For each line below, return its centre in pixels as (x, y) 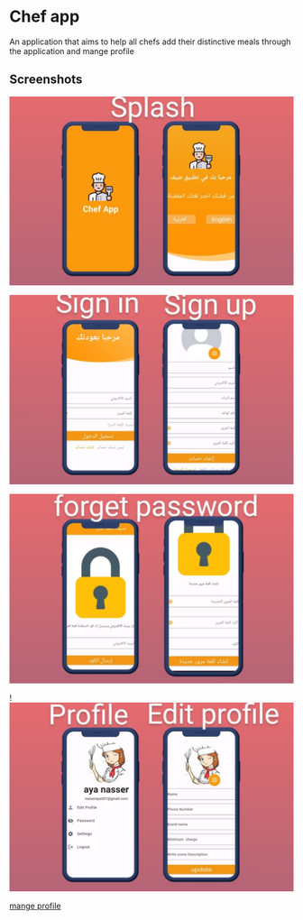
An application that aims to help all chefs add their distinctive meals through (150, 41)
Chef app (45, 17)
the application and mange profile (72, 51)
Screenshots (46, 80)
